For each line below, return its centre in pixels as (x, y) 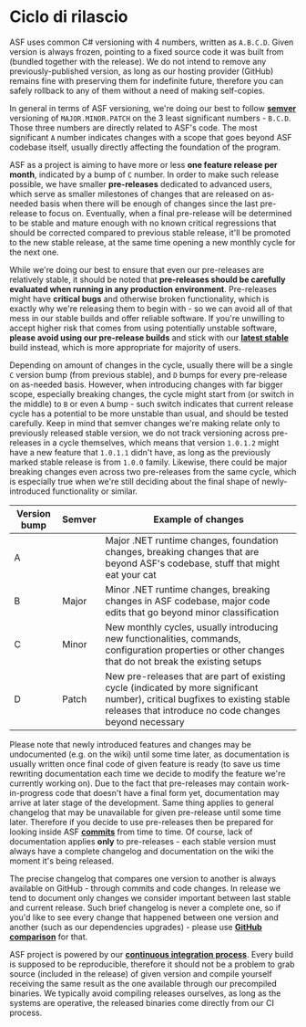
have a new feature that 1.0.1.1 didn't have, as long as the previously (140, 452)
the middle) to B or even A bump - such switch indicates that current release (152, 403)
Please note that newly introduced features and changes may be (131, 744)
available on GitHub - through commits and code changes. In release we (145, 888)
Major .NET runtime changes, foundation (192, 540)
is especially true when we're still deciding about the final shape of (135, 481)
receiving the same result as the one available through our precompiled (143, 983)
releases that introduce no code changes (193, 710)
